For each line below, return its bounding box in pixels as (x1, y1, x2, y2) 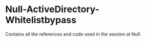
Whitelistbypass (5, 14, 77, 26)
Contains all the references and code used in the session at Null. (5, 31, 141, 37)
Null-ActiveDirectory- (5, 4, 100, 15)
